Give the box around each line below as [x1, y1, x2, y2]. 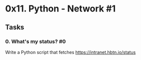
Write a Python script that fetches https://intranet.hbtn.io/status [5, 49, 136, 55]
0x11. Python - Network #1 [5, 3, 116, 14]
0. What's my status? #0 [5, 38, 66, 45]
